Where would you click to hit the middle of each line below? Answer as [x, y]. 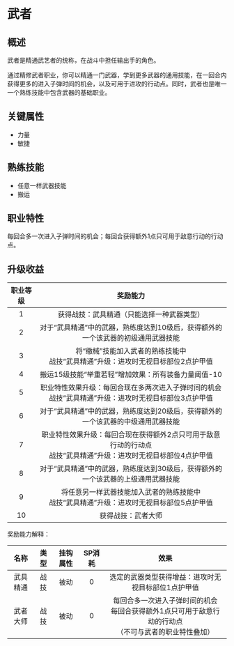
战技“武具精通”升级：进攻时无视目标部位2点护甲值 [131, 362]
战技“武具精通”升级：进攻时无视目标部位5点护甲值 [131, 502]
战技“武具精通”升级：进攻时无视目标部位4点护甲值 [131, 456]
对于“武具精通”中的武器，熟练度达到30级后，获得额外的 [131, 469]
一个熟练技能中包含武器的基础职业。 [59, 92]
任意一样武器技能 [42, 185]
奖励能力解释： [29, 535]
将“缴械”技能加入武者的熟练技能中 [131, 351]
